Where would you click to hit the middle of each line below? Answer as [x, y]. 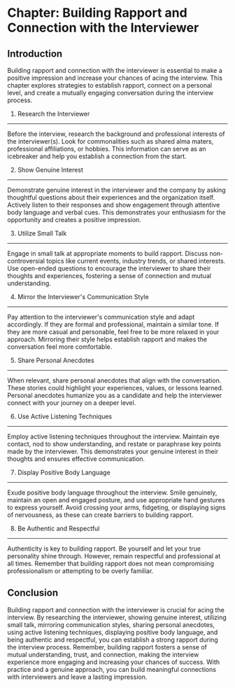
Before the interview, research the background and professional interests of [116, 134]
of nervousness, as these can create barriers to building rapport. [100, 515]
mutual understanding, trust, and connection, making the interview [103, 654]
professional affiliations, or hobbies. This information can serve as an [107, 149]
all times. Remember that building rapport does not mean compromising [111, 563]
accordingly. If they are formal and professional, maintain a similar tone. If [113, 324]
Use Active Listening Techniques [65, 416]
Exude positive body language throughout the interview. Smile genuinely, [112, 493]
